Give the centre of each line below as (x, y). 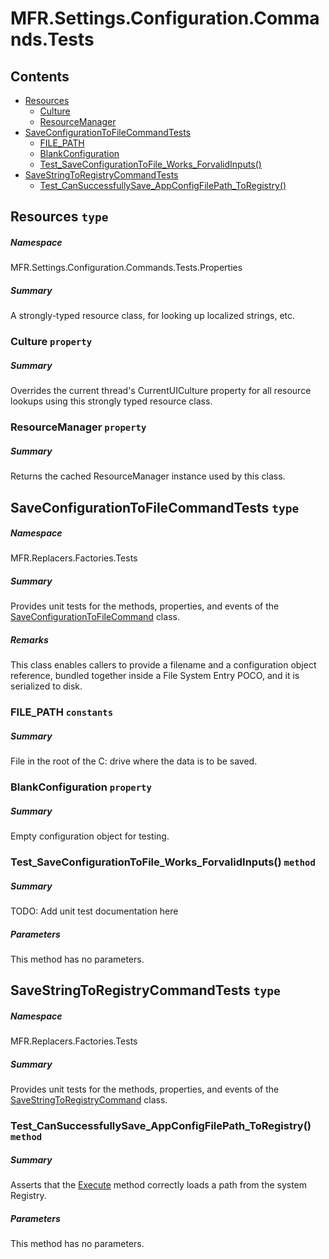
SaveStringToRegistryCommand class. (89, 1100)
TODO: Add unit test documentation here (94, 911)
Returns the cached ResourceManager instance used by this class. (148, 476)
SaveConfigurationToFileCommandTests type (155, 507)
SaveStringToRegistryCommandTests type (145, 990)
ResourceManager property (78, 427)
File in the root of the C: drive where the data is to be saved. (134, 761)
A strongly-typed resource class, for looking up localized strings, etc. (153, 316)
